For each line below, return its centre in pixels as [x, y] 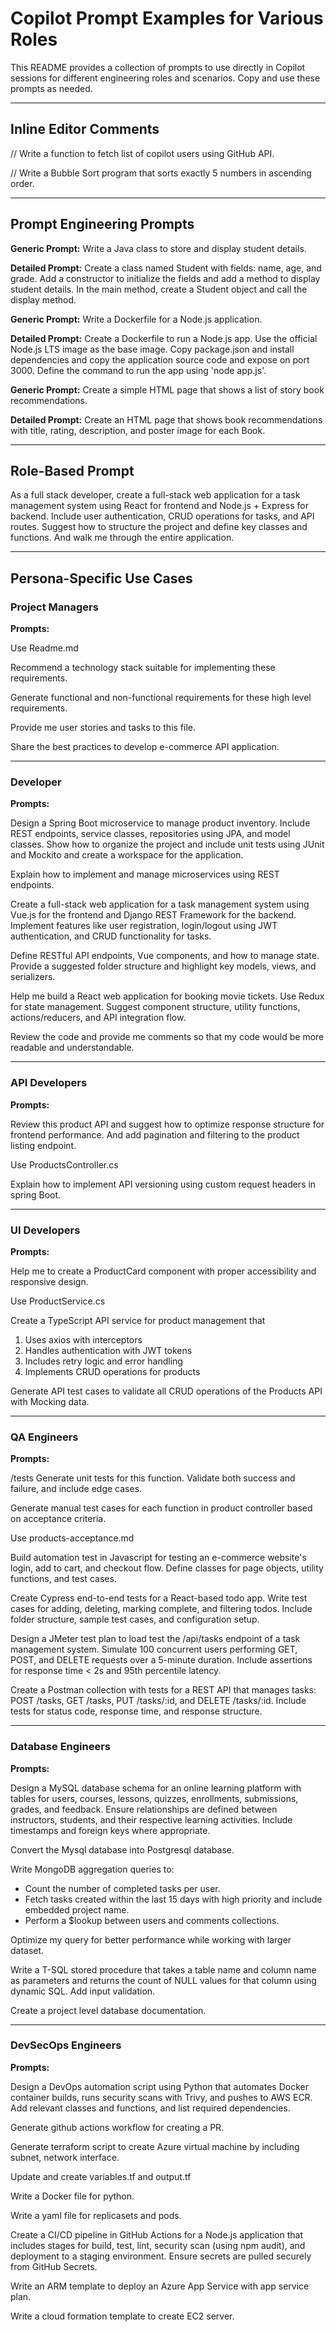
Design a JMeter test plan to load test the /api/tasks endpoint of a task [155, 1639]
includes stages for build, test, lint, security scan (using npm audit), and [158, 2245]
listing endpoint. [43, 1145]
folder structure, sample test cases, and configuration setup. [135, 1619]
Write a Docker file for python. [72, 2196]
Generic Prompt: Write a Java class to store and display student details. [158, 248]
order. [22, 183]
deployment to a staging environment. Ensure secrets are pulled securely [161, 2256]
